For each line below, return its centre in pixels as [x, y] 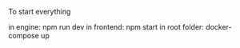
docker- [218, 27]
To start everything [40, 12]
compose [24, 36]
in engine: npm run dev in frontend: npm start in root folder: [106, 27]
